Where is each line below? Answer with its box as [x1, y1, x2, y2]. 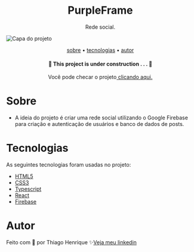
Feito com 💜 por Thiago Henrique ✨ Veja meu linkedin [6, 238, 137, 245]
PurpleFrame [67, 4, 133, 17]
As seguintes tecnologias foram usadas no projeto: [6, 161, 131, 168]
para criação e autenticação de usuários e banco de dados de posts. [14, 121, 184, 128]
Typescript [14, 186, 42, 193]
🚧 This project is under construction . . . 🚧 [48, 60, 153, 67]
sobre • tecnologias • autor [66, 46, 134, 54]
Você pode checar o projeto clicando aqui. [48, 73, 153, 81]
